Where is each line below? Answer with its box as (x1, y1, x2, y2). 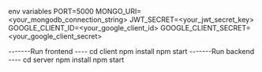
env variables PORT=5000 (8, 7, 95, 16)
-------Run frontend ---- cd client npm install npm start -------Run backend (8, 47, 255, 56)
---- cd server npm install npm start (8, 55, 125, 64)
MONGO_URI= (95, 7, 142, 16)
